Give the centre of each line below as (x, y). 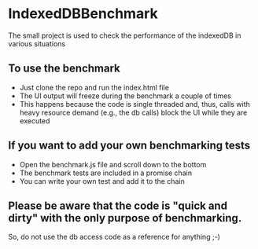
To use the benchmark (64, 69)
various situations (37, 43)
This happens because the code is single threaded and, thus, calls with (135, 104)
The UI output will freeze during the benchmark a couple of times (125, 96)
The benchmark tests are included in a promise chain (106, 173)
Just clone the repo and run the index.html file (94, 87)
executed (35, 121)
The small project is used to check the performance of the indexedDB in (125, 35)
